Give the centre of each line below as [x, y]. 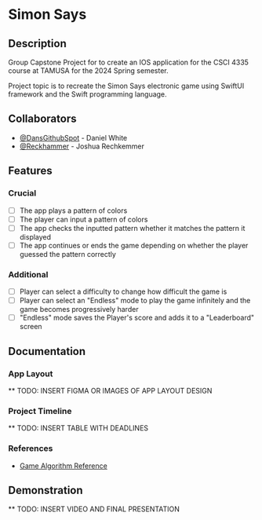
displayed [35, 236]
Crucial [22, 193]
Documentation [47, 351]
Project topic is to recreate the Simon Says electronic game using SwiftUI [126, 86]
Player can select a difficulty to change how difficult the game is [123, 291]
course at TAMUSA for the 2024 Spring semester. [88, 71]
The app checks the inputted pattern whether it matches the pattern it [132, 228]
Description [37, 44]
